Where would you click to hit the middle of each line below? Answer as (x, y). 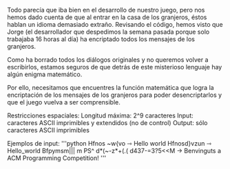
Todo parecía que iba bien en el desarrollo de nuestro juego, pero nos (106, 10)
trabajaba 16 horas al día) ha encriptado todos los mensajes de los (101, 39)
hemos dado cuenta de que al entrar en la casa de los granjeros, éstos (107, 17)
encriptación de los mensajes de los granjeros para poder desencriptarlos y (115, 95)
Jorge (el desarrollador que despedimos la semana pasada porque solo (108, 32)
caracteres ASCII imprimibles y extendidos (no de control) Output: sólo (107, 123)
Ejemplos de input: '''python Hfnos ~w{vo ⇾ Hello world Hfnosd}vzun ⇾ (109, 143)
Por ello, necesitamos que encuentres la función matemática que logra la (111, 88)
